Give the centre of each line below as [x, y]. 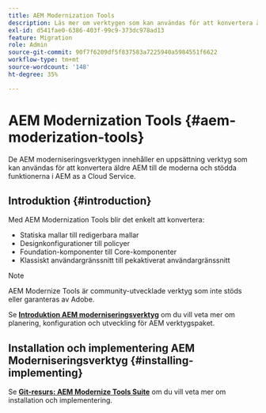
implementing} [46, 373]
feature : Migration [40, 38]
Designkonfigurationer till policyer [75, 244]
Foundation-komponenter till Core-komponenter [98, 252]
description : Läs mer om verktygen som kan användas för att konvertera [131, 23]
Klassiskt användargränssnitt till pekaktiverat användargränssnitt [125, 260]
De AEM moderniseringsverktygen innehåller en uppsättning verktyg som [128, 159]
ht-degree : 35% [33, 74]
